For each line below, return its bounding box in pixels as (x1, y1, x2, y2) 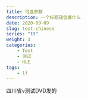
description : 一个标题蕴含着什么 (6, 14, 82, 20)
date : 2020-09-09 (6, 20, 49, 26)
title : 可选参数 (6, 8, 43, 15)
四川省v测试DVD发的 (6, 87, 57, 95)
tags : (6, 64, 20, 71)
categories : (6, 43, 36, 49)
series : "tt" (6, 31, 39, 37)
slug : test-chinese (6, 25, 55, 32)
